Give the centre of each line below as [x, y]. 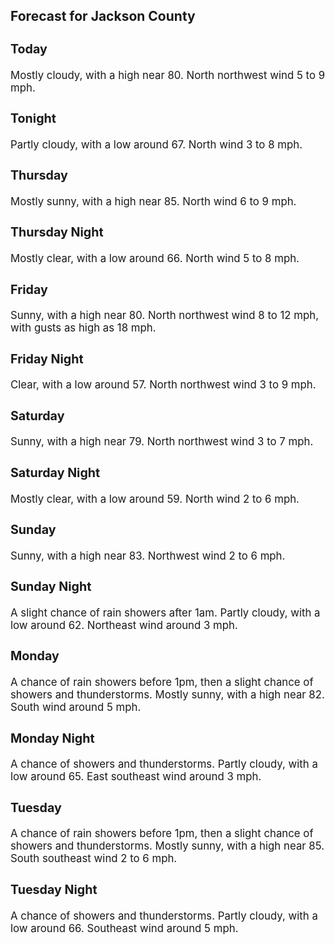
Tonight [33, 118]
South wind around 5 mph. [76, 707]
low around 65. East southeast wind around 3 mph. [136, 777]
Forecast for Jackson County [103, 16]
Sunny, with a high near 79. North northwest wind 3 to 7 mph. [162, 442]
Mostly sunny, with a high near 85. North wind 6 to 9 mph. [153, 201]
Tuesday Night [54, 889]
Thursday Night [57, 232]
